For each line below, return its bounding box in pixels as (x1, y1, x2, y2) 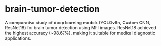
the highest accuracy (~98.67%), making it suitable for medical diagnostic (5, 30, 155, 36)
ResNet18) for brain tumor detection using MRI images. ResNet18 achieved (5, 24, 156, 30)
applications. (5, 35, 31, 41)
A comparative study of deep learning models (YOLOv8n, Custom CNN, (5, 20, 150, 25)
